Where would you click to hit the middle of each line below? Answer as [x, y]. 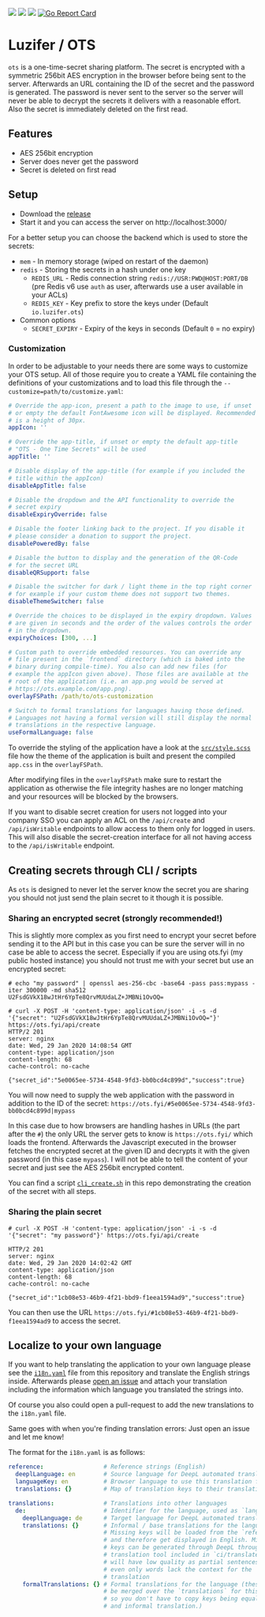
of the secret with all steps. [52, 1192]
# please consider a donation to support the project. [100, 536]
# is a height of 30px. [47, 420]
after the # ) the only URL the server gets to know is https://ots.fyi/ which [131, 1134]
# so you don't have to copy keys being [171, 1599]
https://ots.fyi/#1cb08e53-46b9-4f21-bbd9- [166, 1313]
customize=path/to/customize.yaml [65, 391]
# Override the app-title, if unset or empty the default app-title [123, 442]
